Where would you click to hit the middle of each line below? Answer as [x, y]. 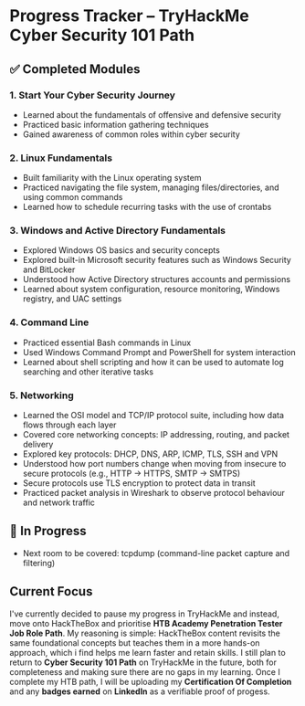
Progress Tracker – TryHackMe [129, 16]
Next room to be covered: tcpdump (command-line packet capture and [156, 553]
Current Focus [51, 591]
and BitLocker [49, 269]
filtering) [39, 563]
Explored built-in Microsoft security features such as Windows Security [157, 260]
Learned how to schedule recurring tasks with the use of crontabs [147, 207]
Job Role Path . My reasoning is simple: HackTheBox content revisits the [145, 633]
